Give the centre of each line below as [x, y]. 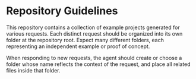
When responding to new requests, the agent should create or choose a [94, 58]
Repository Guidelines [62, 11]
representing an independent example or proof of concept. [78, 46]
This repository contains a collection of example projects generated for [93, 27]
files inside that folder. [33, 70]
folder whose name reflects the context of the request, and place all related [99, 64]
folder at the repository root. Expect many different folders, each [85, 40]
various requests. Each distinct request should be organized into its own [94, 33]
